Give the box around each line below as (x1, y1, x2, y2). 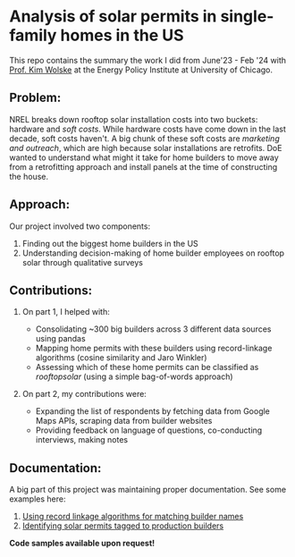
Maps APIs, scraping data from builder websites (35, 416, 213, 426)
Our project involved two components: (9, 221, 150, 232)
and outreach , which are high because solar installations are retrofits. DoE (9, 142, 282, 153)
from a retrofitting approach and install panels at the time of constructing (9, 161, 278, 172)
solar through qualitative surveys (21, 257, 143, 267)
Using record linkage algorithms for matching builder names (21, 511, 244, 522)
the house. (9, 171, 49, 181)
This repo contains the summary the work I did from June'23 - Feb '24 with (9, 55, 287, 65)
